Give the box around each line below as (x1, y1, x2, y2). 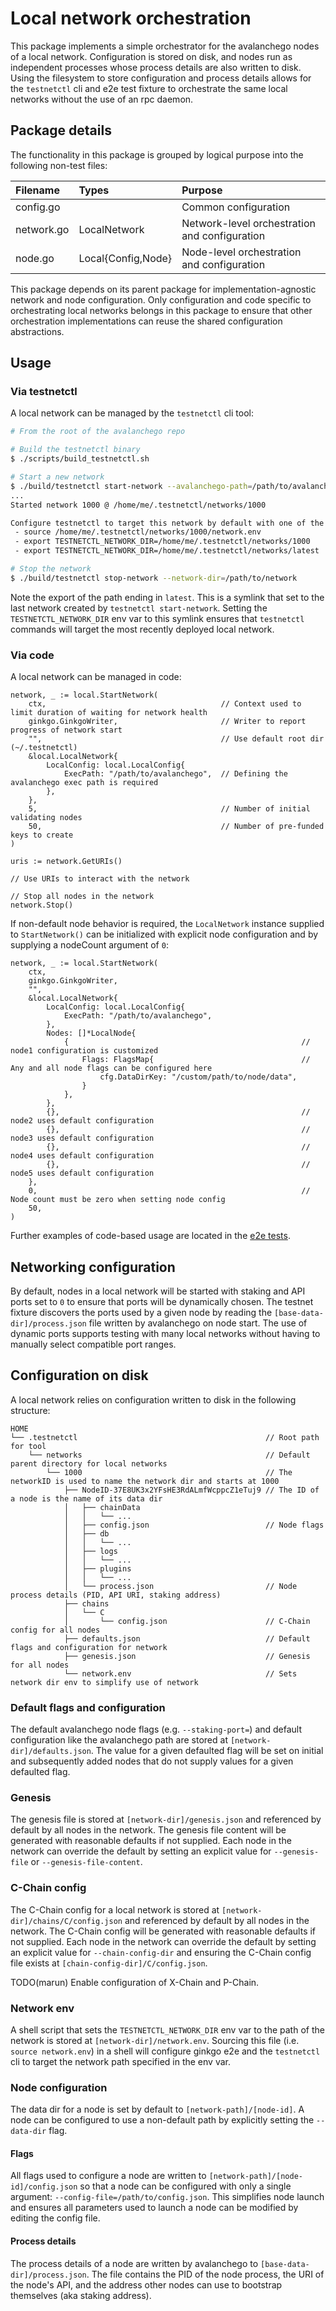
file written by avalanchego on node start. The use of (88, 1317, 308, 1329)
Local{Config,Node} (78, 251, 173, 265)
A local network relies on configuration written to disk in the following (10, 1393, 297, 1406)
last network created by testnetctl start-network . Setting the (10, 602, 268, 614)
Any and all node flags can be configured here (10, 1063, 213, 1074)
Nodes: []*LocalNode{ (46, 1028, 137, 1039)
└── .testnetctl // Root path (10, 1432, 320, 1442)
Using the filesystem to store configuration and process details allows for (10, 72, 312, 84)
